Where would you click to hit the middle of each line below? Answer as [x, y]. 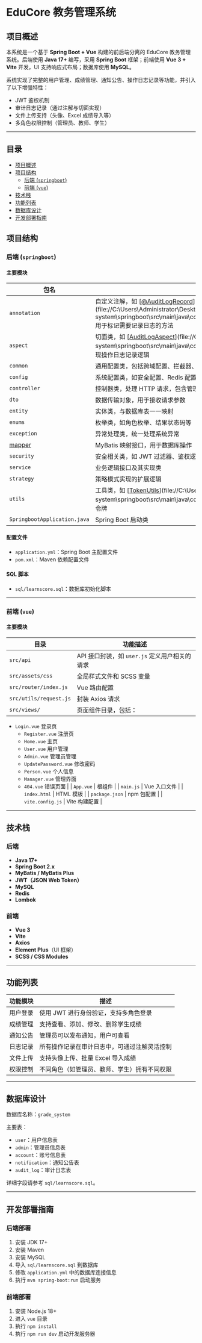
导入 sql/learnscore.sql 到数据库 [57, 1265]
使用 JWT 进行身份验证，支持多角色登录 [96, 1012]
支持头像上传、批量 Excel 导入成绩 [88, 1058]
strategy [22, 479]
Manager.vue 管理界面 [50, 779]
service [20, 468]
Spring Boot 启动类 [122, 520]
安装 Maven [29, 1250]
